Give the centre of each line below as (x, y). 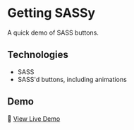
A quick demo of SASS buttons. (53, 32)
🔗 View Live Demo (34, 119)
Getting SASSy (51, 13)
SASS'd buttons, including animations (72, 79)
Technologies (38, 55)
